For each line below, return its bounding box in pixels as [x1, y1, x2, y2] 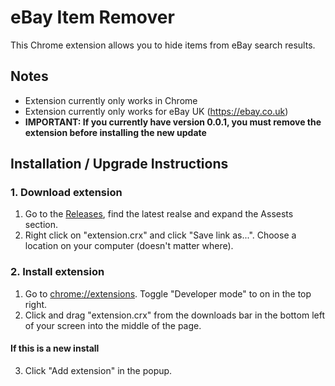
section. [24, 219, 59, 231]
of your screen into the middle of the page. [24, 319, 202, 331]
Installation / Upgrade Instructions [10, 156, 229, 173]
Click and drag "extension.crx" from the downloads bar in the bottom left [24, 309, 325, 321]
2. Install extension [10, 265, 105, 279]
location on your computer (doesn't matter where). [24, 240, 234, 252]
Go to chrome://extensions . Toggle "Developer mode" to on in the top [24, 287, 312, 300]
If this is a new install [10, 342, 100, 355]
